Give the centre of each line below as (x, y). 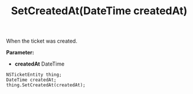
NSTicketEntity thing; (34, 75)
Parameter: (20, 53)
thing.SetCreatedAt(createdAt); (46, 85)
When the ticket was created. (42, 41)
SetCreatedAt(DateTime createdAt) (99, 11)
